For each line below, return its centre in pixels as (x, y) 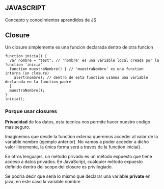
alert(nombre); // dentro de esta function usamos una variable (81, 77)
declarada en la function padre (38, 82)
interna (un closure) (27, 73)
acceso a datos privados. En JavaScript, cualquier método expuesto (74, 162)
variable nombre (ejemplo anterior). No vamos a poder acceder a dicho (77, 142)
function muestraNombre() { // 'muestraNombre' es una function (77, 69)
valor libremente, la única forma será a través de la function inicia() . (74, 147)
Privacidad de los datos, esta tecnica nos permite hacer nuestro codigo (78, 121)
